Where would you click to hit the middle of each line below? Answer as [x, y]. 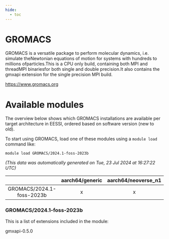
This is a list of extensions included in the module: [57, 221]
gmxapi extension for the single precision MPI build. [59, 75]
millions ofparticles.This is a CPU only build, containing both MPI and [76, 64]
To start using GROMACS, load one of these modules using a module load [81, 139]
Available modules [45, 105]
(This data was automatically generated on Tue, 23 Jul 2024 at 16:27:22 [80, 163]
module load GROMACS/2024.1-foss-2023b [47, 154]
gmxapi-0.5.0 [19, 231]
